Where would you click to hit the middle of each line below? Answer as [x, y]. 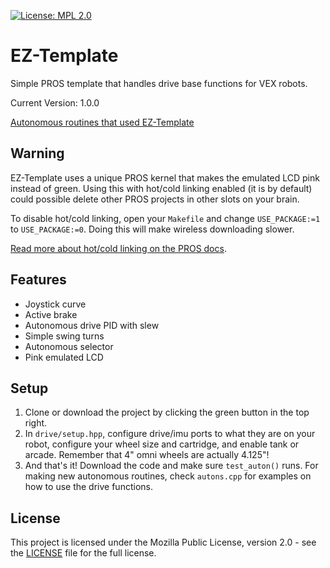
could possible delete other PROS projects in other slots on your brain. [155, 199]
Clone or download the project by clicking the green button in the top [167, 412]
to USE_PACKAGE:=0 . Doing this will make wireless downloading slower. [152, 229]
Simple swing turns [64, 336]
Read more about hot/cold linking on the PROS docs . [118, 248]
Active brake [51, 314]
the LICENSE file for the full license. [83, 553]
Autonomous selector [69, 346]
